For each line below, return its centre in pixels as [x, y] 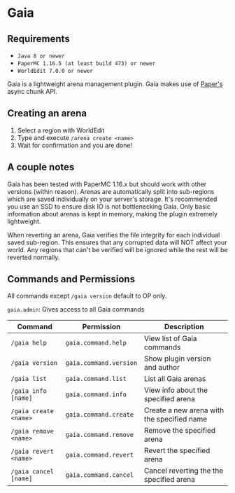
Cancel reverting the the [184, 471]
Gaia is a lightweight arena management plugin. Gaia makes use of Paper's [115, 84]
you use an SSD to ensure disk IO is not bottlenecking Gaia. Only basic [109, 206]
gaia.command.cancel [100, 475]
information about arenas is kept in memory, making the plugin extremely [113, 214]
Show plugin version [177, 359]
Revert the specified [177, 451]
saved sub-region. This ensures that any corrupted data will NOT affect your [117, 242]
